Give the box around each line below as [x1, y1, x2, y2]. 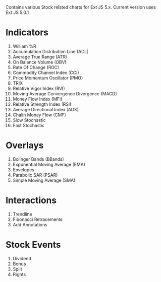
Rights [12, 271, 26, 277]
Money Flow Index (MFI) [12, 96, 62, 102]
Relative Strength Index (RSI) [12, 101, 72, 107]
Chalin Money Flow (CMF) [12, 112, 66, 118]
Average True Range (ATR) [12, 54, 67, 60]
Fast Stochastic [12, 122, 45, 128]
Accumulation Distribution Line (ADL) [12, 48, 89, 54]
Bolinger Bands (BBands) [12, 156, 64, 162]
